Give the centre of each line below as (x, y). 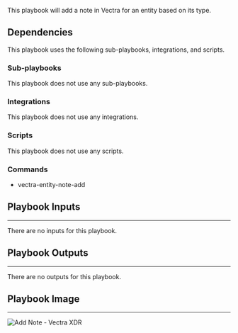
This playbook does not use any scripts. (66, 151)
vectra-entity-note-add (51, 185)
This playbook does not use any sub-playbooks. (78, 84)
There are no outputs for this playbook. (64, 276)
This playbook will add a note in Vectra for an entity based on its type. (109, 10)
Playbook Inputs (44, 207)
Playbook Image (44, 299)
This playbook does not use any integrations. (73, 117)
